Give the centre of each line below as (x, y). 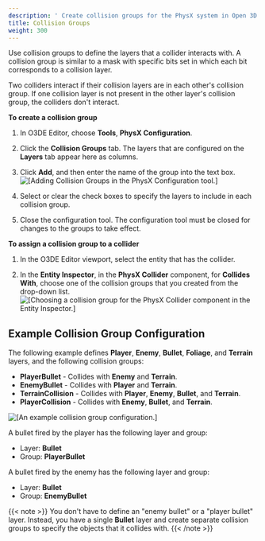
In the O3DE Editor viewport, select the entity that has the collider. (127, 259)
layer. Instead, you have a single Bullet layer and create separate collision (128, 520)
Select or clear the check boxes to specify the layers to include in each (136, 197)
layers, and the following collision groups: (76, 361)
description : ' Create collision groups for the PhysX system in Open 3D (133, 16)
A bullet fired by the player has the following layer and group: (108, 433)
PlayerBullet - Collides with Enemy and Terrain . (98, 377)
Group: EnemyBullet (53, 496)
